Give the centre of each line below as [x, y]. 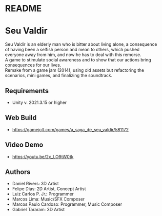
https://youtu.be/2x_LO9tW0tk [43, 157]
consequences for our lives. [33, 65]
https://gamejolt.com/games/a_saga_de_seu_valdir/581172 [70, 129]
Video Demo [24, 145]
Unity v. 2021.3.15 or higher [39, 102]
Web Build [21, 118]
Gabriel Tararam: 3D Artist [38, 210]
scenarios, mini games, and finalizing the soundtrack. [59, 76]
